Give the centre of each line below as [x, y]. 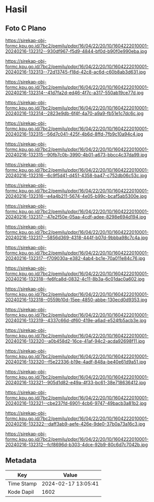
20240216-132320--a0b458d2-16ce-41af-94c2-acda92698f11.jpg [75, 341]
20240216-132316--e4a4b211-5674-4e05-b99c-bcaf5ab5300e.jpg [76, 196]
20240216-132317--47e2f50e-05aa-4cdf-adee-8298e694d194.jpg [76, 217]
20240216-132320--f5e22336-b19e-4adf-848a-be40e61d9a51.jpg [76, 362]
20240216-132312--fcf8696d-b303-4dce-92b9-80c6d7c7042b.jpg [76, 445]
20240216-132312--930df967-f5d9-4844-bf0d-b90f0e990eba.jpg [76, 51]
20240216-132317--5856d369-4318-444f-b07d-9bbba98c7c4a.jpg [76, 237]
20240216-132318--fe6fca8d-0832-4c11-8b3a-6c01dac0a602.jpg [75, 279]
